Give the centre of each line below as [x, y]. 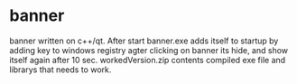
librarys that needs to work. [60, 70]
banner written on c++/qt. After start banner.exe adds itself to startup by [144, 41]
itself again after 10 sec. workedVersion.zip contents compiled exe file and [148, 60]
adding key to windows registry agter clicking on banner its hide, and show [149, 50]
